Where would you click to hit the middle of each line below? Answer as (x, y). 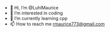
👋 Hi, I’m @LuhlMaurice (34, 8)
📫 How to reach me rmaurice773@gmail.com (57, 24)
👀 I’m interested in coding (36, 13)
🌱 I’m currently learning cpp (39, 18)
